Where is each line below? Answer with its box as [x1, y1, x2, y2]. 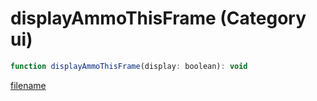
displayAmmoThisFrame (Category [10, 7, 307, 30]
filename [10, 79, 47, 91]
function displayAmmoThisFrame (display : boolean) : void [10, 61, 248, 71]
